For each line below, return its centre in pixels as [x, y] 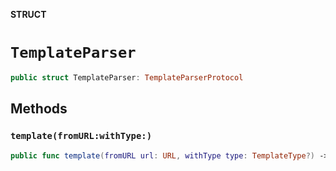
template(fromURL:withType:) [81, 136]
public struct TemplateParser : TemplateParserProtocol [127, 77]
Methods [39, 109]
